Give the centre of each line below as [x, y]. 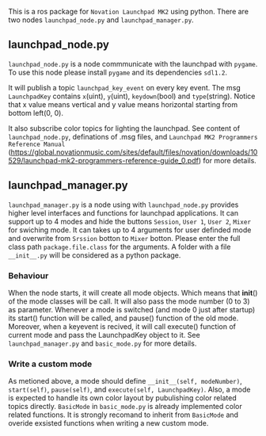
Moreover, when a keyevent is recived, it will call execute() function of [122, 326]
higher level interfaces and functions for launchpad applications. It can [123, 212]
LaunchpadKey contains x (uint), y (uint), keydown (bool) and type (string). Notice [132, 96]
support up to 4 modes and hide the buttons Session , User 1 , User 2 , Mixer [130, 221]
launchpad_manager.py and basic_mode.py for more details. [103, 343]
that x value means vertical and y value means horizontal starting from [123, 104]
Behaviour [28, 275]
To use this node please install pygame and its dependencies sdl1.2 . [118, 72]
